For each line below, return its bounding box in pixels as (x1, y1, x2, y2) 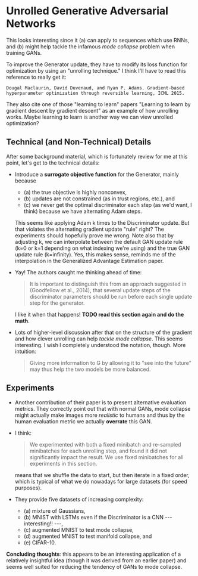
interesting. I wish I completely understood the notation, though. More (14, 341, 186, 348)
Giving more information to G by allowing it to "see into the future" (29, 359, 192, 366)
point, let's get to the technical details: (6, 159, 100, 166)
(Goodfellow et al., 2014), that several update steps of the (29, 286, 171, 293)
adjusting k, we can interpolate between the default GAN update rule (14, 238, 183, 245)
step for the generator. (29, 299, 85, 306)
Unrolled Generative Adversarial (6, 4, 168, 18)
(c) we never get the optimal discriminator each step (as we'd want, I (23, 201, 192, 208)
